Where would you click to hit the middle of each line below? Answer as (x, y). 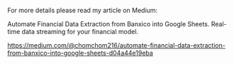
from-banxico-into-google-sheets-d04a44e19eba (80, 53)
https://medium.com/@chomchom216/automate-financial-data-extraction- (116, 45)
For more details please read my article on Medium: (83, 10)
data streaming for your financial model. (80, 32)
